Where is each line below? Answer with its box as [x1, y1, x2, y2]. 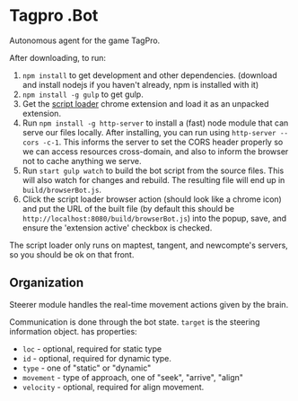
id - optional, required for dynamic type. [22, 353, 172, 363]
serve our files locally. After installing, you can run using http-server [22, 126, 276, 137]
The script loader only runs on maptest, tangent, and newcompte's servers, [9, 240, 289, 250]
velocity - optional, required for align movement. [22, 381, 205, 392]
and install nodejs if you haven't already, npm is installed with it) [22, 79, 259, 90]
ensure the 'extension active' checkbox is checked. [22, 222, 213, 233]
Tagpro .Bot [9, 5, 99, 26]
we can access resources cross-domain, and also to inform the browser [22, 145, 289, 157]
